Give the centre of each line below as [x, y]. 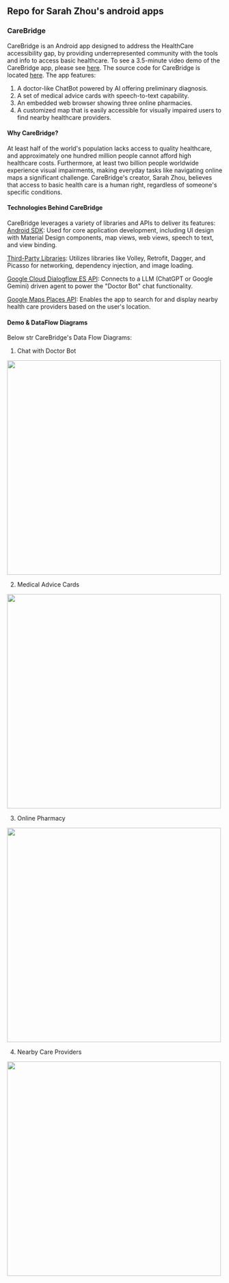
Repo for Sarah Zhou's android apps [85, 11]
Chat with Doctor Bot [46, 351]
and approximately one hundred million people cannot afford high [99, 155]
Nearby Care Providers [49, 1052]
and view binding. [32, 245]
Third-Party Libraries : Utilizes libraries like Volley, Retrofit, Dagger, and [106, 258]
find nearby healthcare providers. [64, 117]
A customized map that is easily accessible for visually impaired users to [119, 110]
